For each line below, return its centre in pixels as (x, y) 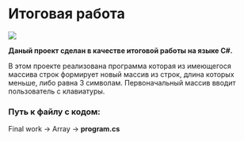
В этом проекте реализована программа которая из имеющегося (120, 66)
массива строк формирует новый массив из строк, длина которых (122, 74)
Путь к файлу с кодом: (54, 112)
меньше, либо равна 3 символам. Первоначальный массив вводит (122, 82)
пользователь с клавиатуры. (57, 91)
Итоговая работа (67, 14)
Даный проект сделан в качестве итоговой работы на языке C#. (120, 50)
